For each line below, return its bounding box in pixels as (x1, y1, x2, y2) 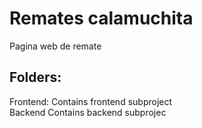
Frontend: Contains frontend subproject (9, 95, 173, 107)
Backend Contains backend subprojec (9, 106, 167, 118)
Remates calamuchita (9, 7, 194, 30)
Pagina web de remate (9, 40, 102, 52)
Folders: (9, 69, 62, 86)
